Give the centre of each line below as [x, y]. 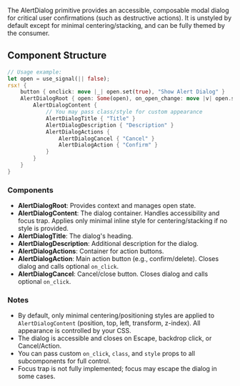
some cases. [36, 376]
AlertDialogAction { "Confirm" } [108, 145]
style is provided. [43, 229]
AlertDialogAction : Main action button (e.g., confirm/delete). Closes [118, 259]
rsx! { [17, 85]
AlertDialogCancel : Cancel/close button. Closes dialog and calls [113, 274]
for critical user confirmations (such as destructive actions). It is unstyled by [120, 18]
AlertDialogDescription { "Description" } [110, 125]
